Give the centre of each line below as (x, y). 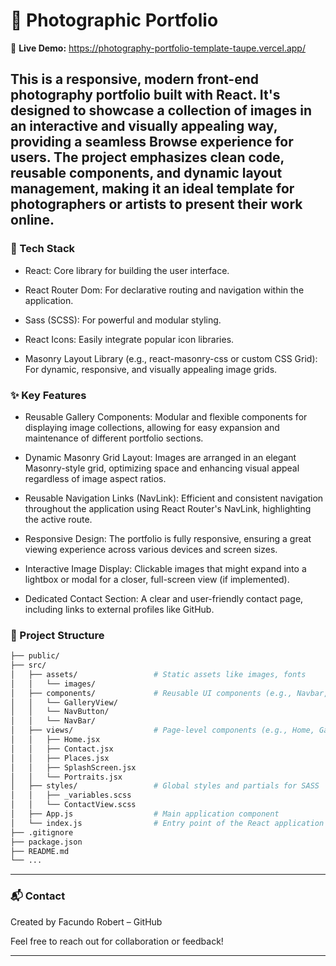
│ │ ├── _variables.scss (71, 795)
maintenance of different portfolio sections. (114, 438)
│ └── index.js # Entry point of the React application (167, 823)
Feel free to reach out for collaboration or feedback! (117, 941)
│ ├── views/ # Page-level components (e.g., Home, (162, 730)
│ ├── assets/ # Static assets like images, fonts (158, 674)
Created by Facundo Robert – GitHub (86, 921)
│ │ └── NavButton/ (60, 712)
